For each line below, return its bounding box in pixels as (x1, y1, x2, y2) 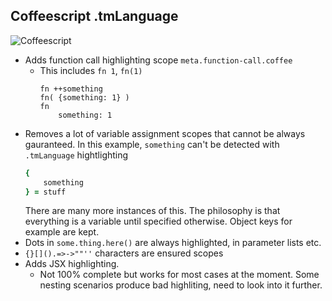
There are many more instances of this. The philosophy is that (24, 205, 281, 217)
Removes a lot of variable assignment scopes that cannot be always (24, 127, 306, 139)
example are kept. (24, 226, 100, 238)
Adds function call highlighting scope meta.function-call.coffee (24, 54, 293, 66)
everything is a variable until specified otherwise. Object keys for (24, 215, 293, 228)
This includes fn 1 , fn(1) (39, 64, 143, 76)
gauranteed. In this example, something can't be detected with (24, 138, 280, 150)
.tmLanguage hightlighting (24, 149, 129, 161)
